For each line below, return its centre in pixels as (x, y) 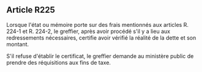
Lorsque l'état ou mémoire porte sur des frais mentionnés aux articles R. (97, 24)
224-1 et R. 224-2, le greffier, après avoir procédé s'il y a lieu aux (88, 31)
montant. (18, 44)
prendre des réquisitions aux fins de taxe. (59, 62)
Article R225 (31, 10)
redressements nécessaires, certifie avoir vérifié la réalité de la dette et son (101, 38)
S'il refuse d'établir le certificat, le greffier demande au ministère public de (100, 56)
